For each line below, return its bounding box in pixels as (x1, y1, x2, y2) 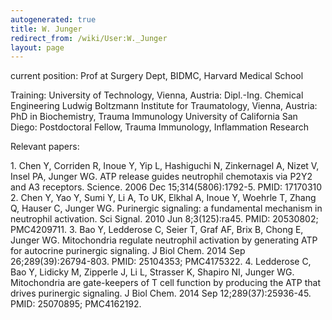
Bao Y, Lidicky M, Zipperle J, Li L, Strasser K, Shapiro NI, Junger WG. (10, 266, 295, 278)
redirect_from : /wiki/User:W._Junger (10, 33, 168, 43)
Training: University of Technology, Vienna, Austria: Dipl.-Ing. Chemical (10, 89, 304, 101)
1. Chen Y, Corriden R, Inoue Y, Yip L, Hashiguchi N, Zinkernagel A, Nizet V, (10, 160, 320, 172)
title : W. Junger (10, 24, 83, 34)
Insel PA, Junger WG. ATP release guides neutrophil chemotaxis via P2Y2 (10, 171, 313, 183)
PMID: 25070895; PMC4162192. (10, 298, 142, 310)
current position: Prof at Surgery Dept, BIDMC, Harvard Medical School (10, 70, 304, 82)
